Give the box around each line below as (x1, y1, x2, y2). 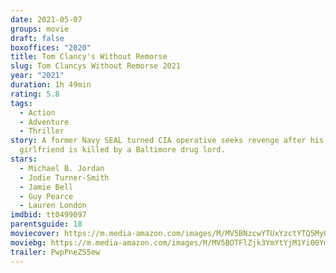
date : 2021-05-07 (10, 14, 83, 25)
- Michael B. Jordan (19, 163, 105, 173)
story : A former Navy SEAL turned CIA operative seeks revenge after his (10, 136, 325, 146)
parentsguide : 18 (10, 219, 83, 230)
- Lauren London (19, 201, 87, 211)
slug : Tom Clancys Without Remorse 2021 (10, 61, 182, 71)
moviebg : (10, 237, 47, 248)
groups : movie (10, 24, 70, 34)
